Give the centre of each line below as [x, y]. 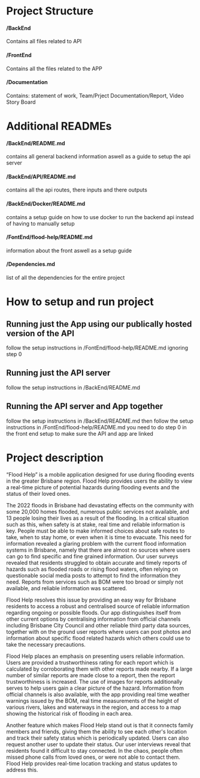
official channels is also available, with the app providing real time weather [98, 694]
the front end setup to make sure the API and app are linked [80, 433]
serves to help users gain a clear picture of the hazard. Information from [95, 688]
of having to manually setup [40, 223]
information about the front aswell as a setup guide [69, 250]
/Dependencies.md [31, 264]
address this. [22, 770]
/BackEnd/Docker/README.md [46, 204]
